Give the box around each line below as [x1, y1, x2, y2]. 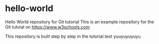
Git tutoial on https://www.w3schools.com [5, 24, 90, 29]
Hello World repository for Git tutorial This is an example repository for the [5, 19, 155, 25]
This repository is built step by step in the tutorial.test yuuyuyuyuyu [5, 33, 141, 39]
